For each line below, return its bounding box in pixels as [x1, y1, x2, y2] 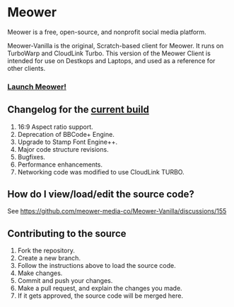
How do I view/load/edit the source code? [7, 189, 194, 201]
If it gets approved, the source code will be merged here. [17, 291, 184, 300]
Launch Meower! [7, 82, 67, 91]
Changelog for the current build [7, 104, 150, 116]
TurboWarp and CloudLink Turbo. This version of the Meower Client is [7, 49, 211, 57]
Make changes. [17, 269, 63, 277]
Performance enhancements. [17, 160, 103, 169]
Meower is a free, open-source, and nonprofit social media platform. [7, 28, 206, 36]
